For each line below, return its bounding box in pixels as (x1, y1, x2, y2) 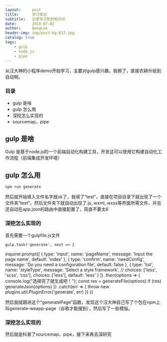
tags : (5, 40, 16, 45)
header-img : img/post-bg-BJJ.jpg (5, 30, 75, 35)
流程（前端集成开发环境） (9, 155, 62, 161)
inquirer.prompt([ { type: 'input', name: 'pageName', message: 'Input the (5, 251, 153, 257)
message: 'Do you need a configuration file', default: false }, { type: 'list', (5, 261, 154, 267)
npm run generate (5, 185, 41, 190)
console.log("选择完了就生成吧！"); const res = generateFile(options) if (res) (5, 278, 162, 284)
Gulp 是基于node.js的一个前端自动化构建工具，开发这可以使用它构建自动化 (5, 149, 158, 155)
